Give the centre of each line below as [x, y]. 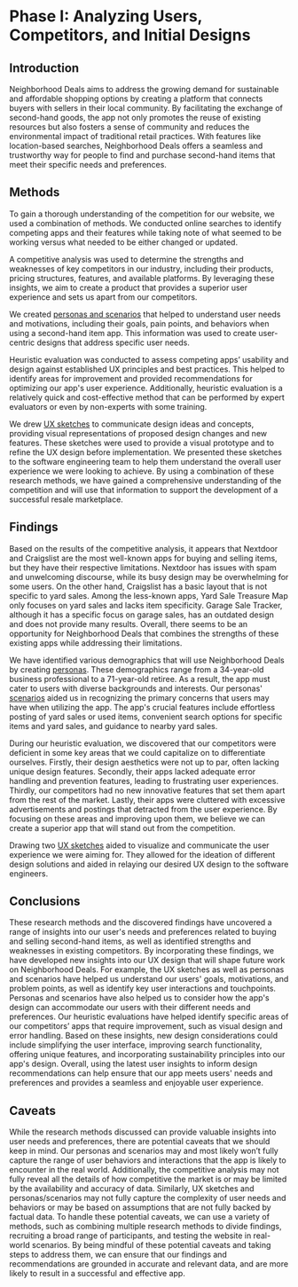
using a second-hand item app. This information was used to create [133, 333]
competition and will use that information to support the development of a [144, 490]
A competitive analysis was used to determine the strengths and [126, 259]
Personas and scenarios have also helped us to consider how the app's [139, 998]
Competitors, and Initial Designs [130, 35]
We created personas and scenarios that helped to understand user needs [145, 314]
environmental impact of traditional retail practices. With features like [135, 136]
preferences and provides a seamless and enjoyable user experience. [137, 1083]
